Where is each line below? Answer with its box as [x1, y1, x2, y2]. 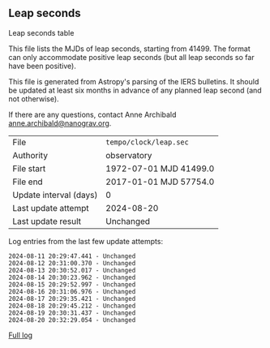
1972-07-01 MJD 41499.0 [105, 162, 215, 174]
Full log [8, 330, 33, 340]
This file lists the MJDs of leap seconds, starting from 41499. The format [8, 44, 251, 54]
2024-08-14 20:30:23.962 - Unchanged [8, 273, 136, 281]
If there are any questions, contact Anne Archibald [8, 110, 177, 119]
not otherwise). [8, 93, 59, 104]
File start [12, 162, 46, 174]
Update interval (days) [12, 189, 98, 200]
